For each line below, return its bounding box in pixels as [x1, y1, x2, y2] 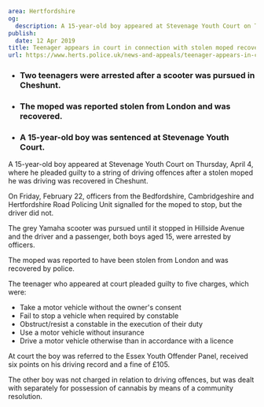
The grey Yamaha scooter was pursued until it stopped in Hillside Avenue [8, 224, 245, 233]
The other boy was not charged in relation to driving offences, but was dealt [8, 375, 255, 385]
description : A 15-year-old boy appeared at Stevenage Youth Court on [15, 22, 251, 30]
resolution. [8, 392, 43, 401]
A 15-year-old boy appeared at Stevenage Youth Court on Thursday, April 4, [8, 160, 254, 169]
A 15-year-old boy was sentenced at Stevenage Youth [19, 131, 229, 142]
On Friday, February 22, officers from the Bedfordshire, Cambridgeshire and [8, 191, 255, 201]
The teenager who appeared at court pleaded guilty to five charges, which [8, 279, 249, 289]
